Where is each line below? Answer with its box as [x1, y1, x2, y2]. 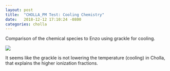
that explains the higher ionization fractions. [5, 60, 99, 66]
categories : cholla [5, 21, 47, 27]
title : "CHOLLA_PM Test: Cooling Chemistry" [5, 12, 104, 17]
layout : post [5, 7, 33, 13]
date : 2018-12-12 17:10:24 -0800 [5, 17, 82, 22]
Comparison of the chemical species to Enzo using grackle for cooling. [5, 35, 156, 42]
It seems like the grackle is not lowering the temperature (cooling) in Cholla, [5, 55, 165, 61]
